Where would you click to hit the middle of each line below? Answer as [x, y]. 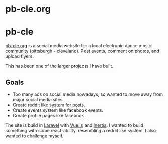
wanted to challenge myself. [34, 136]
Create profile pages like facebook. [49, 115]
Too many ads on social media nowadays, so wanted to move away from [88, 94]
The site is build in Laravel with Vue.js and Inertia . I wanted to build [74, 125]
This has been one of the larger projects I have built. [59, 66]
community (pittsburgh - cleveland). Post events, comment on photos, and [82, 51]
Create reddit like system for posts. [49, 105]
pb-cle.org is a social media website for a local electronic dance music [78, 46]
